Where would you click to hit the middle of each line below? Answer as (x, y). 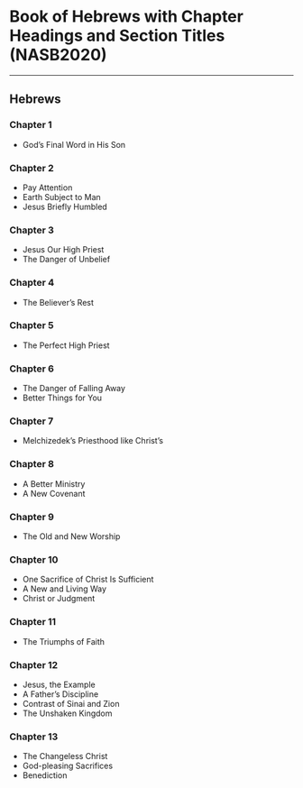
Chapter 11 (33, 622)
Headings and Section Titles (117, 36)
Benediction (45, 775)
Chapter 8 (32, 464)
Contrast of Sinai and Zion (71, 703)
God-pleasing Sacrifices (68, 766)
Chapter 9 (32, 517)
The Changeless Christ (65, 756)
